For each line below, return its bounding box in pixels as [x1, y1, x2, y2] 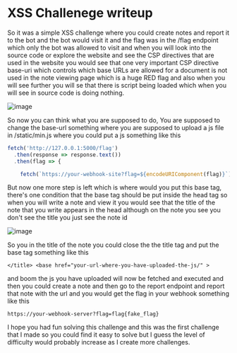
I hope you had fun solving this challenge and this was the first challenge [7, 323, 220, 332]
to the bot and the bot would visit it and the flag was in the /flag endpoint [7, 35, 219, 44]
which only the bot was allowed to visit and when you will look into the [7, 43, 212, 52]
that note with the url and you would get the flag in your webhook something [7, 289, 229, 298]
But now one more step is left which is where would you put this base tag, [7, 183, 222, 192]
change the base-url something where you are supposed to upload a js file [7, 123, 224, 132]
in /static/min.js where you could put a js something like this [7, 131, 181, 139]
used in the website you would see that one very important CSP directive [7, 58, 219, 66]
